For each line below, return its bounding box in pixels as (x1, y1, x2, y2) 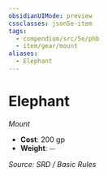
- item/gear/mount (15, 42, 79, 50)
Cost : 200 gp (19, 135, 65, 144)
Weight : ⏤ (19, 143, 55, 152)
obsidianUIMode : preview (8, 11, 93, 20)
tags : (8, 27, 27, 35)
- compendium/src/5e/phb (15, 34, 100, 43)
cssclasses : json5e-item (8, 19, 93, 28)
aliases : (8, 49, 38, 58)
